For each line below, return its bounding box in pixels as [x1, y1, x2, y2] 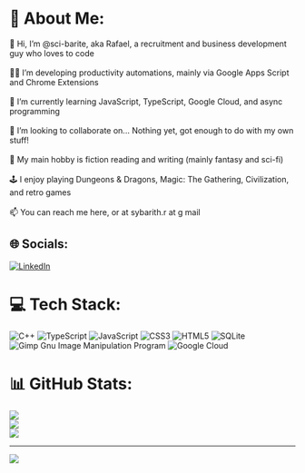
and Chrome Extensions [9, 76, 99, 87]
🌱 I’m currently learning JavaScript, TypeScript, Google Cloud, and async [9, 95, 283, 107]
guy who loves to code [9, 47, 95, 58]
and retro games [9, 186, 72, 198]
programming [9, 105, 61, 116]
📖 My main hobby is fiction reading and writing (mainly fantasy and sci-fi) [9, 153, 284, 164]
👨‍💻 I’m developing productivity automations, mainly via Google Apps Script [9, 67, 290, 78]
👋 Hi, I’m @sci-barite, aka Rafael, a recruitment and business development [9, 38, 288, 49]
